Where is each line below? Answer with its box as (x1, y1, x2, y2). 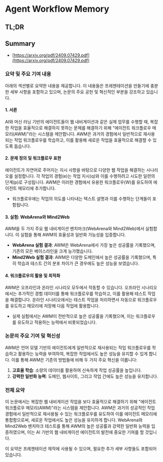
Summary (5, 39, 36, 47)
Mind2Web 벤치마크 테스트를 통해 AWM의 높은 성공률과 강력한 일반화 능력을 (5, 423, 150, 429)
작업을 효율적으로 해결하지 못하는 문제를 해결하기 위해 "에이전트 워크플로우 (10, 125, 151, 130)
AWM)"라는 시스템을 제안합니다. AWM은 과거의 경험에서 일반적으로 (14, 131, 142, 137)
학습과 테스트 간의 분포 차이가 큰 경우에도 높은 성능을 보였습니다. (17, 260, 140, 267)
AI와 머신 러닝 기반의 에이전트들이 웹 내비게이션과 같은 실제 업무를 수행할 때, (5, 119, 149, 125)
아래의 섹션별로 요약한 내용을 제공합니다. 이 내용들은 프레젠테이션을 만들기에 (5, 83, 149, 88)
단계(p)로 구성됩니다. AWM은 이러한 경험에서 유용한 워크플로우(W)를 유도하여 (5, 179, 152, 185)
